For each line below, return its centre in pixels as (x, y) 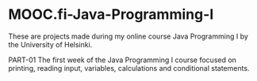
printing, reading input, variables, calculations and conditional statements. (129, 68)
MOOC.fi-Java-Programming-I (111, 15)
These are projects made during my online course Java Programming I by (128, 36)
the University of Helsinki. (50, 44)
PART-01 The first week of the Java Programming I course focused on (122, 60)
